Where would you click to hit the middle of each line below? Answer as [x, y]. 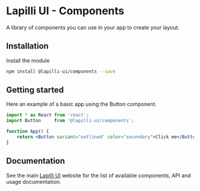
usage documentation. [34, 181]
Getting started [35, 90]
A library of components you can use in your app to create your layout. [93, 27]
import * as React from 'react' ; [48, 115]
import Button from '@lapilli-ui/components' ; [70, 121]
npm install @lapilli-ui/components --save [61, 71]
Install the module [28, 60]
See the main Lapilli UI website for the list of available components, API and [99, 175]
